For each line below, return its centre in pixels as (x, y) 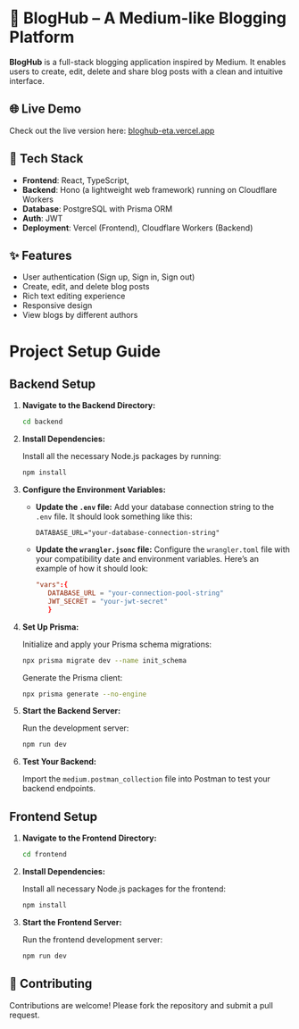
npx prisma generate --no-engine (84, 694)
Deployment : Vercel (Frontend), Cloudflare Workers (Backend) (137, 228)
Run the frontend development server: (92, 939)
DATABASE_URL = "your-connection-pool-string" (136, 593)
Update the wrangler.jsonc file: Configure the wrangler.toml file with (162, 549)
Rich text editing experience (74, 296)
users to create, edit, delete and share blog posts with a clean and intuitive (146, 71)
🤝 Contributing (51, 984)
